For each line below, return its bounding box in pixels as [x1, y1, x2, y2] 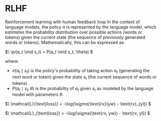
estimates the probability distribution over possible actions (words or [5, 29, 143, 35]
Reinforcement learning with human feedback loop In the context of [5, 19, 140, 25]
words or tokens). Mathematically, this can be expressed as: [5, 39, 125, 45]
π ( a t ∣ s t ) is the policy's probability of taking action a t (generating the [12, 67, 150, 75]
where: [5, 58, 19, 64]
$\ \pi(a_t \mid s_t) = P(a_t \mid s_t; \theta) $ [5, 49, 93, 55]
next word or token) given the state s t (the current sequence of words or [12, 74, 157, 81]
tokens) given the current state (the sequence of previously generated [5, 34, 145, 40]
